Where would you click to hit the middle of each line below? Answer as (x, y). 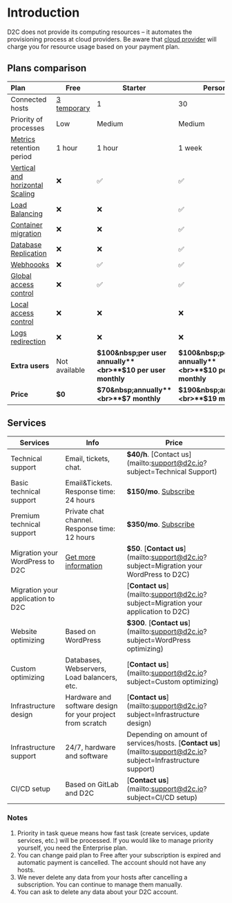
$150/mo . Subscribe (161, 491)
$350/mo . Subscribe (161, 524)
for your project (90, 714)
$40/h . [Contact (153, 454)
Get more (80, 557)
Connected (29, 100)
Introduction (43, 13)
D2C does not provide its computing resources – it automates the (100, 32)
